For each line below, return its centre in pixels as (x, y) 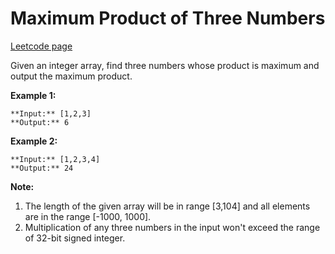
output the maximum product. (71, 76)
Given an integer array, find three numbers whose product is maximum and (165, 65)
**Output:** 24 (42, 168)
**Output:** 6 (40, 122)
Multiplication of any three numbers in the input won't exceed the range (172, 227)
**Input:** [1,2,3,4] (55, 159)
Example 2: (34, 141)
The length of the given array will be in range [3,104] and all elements (167, 206)
